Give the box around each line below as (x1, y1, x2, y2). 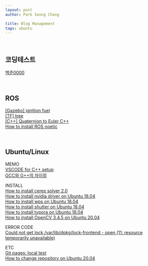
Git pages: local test (5, 249, 47, 256)
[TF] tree (5, 112, 24, 118)
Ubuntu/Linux (5, 148, 49, 156)
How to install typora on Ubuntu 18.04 (5, 209, 84, 215)
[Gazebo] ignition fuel (5, 107, 50, 113)
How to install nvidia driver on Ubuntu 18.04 (5, 193, 95, 199)
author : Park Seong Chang (5, 12, 59, 17)
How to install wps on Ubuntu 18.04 (5, 198, 79, 204)
